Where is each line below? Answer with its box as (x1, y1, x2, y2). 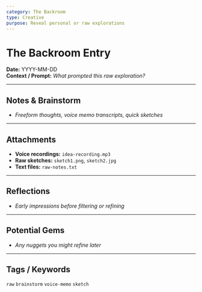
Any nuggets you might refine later (14, 241, 101, 249)
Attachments (6, 134, 57, 144)
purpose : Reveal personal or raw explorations (6, 20, 125, 26)
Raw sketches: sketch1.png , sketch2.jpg (14, 157, 117, 164)
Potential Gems (6, 225, 65, 235)
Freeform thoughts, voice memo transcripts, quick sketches (14, 111, 164, 119)
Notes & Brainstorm (6, 95, 81, 105)
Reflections (6, 186, 50, 196)
